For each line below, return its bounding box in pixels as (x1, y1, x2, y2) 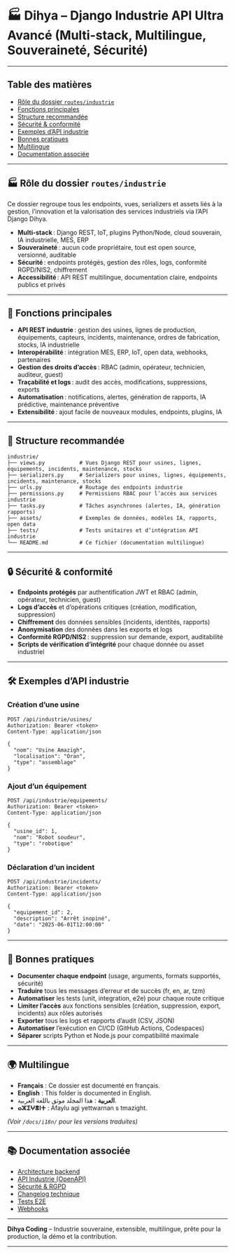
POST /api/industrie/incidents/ (7, 879, 101, 886)
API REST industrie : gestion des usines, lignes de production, (17, 326, 197, 334)
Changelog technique (17, 1189, 80, 1198)
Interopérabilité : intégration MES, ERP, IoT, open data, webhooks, (17, 348, 208, 356)
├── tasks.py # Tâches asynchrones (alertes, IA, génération (7, 502, 220, 509)
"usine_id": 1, (13, 827, 58, 834)
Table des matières (7, 79, 92, 91)
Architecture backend (17, 1167, 80, 1175)
